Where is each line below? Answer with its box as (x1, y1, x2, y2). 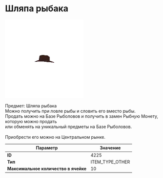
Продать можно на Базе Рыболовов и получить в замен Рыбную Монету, (5, 113, 159, 119)
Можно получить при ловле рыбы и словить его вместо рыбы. (5, 108, 136, 114)
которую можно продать (5, 118, 57, 124)
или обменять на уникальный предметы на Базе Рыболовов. (5, 124, 132, 129)
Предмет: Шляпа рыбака (5, 102, 57, 108)
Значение (100, 145, 121, 151)
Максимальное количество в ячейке (7, 166, 87, 172)
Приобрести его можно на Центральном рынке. (5, 134, 106, 140)
